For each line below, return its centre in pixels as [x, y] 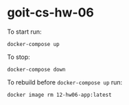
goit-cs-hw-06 [50, 13]
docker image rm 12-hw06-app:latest [59, 95]
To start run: [25, 32]
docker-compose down [37, 69]
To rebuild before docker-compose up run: [65, 82]
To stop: [19, 57]
